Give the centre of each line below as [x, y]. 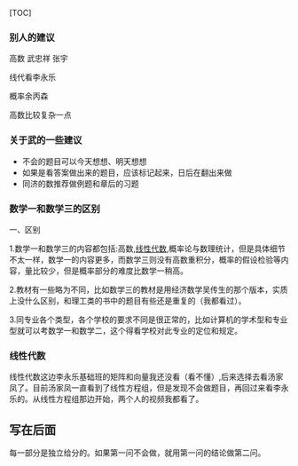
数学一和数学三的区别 [55, 209]
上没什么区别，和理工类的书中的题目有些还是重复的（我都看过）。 [128, 300]
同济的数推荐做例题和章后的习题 [80, 183]
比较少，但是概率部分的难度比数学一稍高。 [110, 271]
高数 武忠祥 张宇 [39, 59]
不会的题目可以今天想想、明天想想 [84, 161]
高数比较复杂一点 [40, 115]
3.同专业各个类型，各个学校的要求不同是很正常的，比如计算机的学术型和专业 [149, 320]
